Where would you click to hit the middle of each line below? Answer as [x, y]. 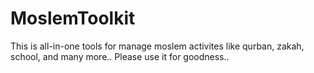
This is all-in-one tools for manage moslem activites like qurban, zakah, [157, 46]
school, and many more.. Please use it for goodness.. [120, 56]
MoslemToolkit [73, 18]
